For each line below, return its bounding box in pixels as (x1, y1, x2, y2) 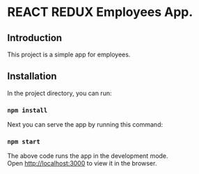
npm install (7, 106, 48, 114)
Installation (7, 70, 57, 82)
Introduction (7, 32, 63, 44)
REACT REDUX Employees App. (7, 4, 193, 20)
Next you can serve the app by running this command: (7, 120, 164, 129)
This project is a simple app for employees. (7, 50, 131, 58)
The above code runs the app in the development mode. (7, 152, 168, 160)
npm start (7, 138, 40, 146)
